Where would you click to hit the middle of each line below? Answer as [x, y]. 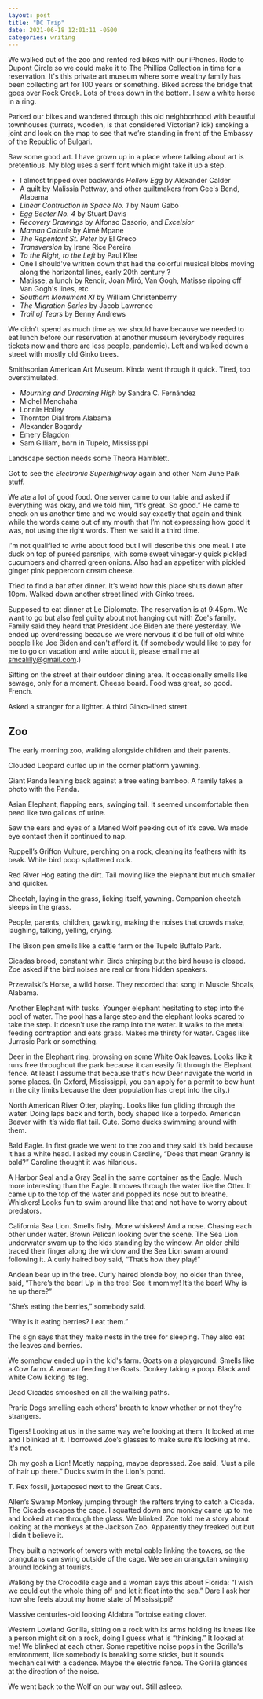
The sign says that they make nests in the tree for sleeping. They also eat [126, 1337]
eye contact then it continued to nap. [68, 837]
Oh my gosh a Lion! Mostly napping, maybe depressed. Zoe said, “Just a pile [132, 1463]
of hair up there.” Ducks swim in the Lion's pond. [87, 1472]
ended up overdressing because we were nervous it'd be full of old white [126, 635]
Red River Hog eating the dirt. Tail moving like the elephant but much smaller [132, 875]
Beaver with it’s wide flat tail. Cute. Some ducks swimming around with [122, 1122]
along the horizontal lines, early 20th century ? [95, 273]
